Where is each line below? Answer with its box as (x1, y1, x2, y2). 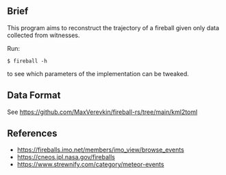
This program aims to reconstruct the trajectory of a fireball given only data (7, 23, 220, 32)
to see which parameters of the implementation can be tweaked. (7, 69, 190, 78)
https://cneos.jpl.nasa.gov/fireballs (16, 153, 115, 161)
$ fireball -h (7, 58, 48, 65)
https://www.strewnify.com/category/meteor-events (16, 161, 164, 169)
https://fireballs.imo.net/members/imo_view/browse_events (16, 145, 185, 154)
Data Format (7, 89, 61, 102)
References (7, 128, 58, 139)
